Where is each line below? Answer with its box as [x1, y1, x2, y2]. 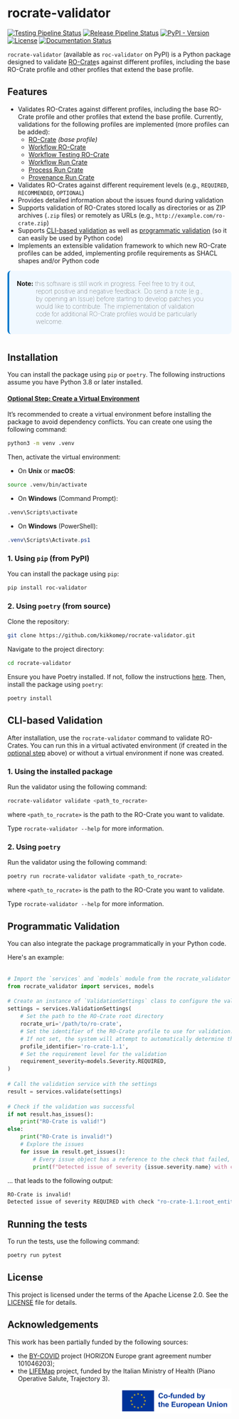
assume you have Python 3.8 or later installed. [7, 378, 144, 387]
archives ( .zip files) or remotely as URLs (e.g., [17, 210, 154, 219]
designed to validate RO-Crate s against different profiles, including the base [7, 57, 230, 66]
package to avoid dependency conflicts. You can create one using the [7, 417, 213, 426]
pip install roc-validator [7, 584, 87, 591]
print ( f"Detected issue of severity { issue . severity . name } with [33, 1163, 228, 1171]
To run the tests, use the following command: [7, 1237, 140, 1246]
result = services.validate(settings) [7, 1088, 122, 1095]
